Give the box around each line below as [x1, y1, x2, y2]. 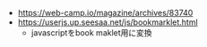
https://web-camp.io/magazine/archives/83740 [17, 8, 194, 18]
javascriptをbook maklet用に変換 [30, 27, 152, 38]
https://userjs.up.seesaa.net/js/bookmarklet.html [17, 17, 199, 27]
